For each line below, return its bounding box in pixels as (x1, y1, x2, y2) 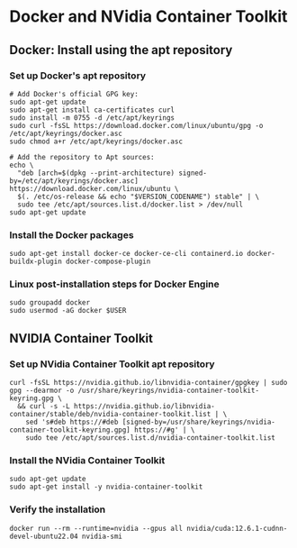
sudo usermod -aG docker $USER (9, 306, 127, 315)
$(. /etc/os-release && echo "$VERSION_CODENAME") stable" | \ (17, 192, 259, 201)
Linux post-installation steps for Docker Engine (9, 278, 220, 290)
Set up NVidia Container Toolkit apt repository (9, 358, 215, 370)
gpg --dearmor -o (9, 386, 75, 396)
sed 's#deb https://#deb (25, 417, 119, 427)
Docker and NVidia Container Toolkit (9, 6, 288, 27)
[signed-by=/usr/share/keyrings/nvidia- (121, 417, 276, 427)
